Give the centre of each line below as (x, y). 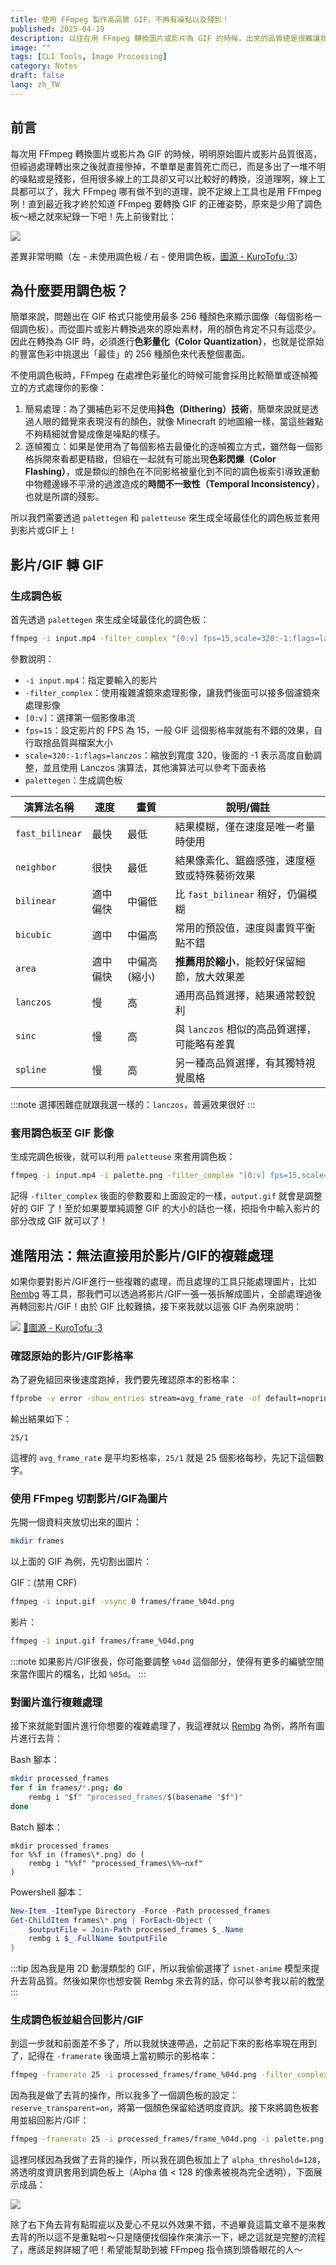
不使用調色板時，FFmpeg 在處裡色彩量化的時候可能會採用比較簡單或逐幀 (160, 375)
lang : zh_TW (35, 85)
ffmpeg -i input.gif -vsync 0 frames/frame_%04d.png (122, 1602)
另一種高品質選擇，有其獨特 (240, 1063)
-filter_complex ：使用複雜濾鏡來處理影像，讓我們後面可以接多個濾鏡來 (172, 692)
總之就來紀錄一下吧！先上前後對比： (102, 216)
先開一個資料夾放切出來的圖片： (76, 1522)
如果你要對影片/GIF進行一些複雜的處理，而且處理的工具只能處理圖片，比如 (163, 1281)
